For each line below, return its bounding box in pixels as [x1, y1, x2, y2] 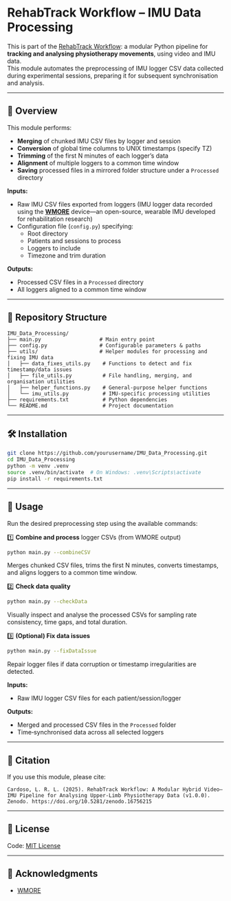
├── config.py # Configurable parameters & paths [7, 342, 201, 349]
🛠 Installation [7, 428, 67, 440]
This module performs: [7, 123, 72, 131]
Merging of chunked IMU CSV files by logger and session [16, 136, 181, 145]
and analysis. [7, 78, 45, 87]
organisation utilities [7, 378, 76, 385]
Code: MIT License [7, 841, 60, 849]
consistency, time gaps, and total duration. [7, 618, 128, 626]
